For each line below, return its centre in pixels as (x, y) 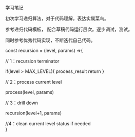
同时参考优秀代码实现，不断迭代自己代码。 (50, 40)
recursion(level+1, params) (34, 113)
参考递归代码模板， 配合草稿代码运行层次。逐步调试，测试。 (69, 29)
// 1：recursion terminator (32, 61)
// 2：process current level (34, 82)
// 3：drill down (22, 103)
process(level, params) (30, 92)
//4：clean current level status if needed (48, 124)
